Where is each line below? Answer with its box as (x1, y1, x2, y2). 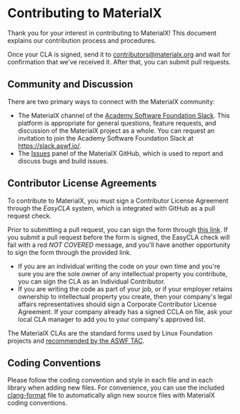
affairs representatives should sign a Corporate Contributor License (17, 300, 217, 308)
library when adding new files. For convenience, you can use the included (7, 383, 225, 392)
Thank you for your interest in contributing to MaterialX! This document (7, 29, 216, 37)
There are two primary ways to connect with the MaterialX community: (7, 97, 216, 106)
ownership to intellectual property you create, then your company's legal (17, 292, 232, 301)
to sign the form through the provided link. (7, 248, 132, 256)
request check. (7, 211, 52, 220)
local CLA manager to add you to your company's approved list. (17, 315, 206, 323)
